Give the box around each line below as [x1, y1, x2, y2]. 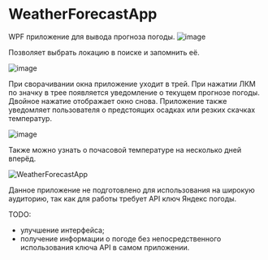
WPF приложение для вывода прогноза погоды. [8, 32, 175, 41]
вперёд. [8, 154, 37, 163]
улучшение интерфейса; [19, 225, 105, 235]
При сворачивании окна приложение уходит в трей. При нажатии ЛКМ [8, 79, 256, 89]
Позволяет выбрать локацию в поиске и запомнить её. [8, 47, 201, 57]
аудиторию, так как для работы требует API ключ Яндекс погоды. [8, 193, 237, 203]
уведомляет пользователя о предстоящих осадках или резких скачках [8, 105, 256, 115]
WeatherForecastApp [8, 5, 158, 24]
